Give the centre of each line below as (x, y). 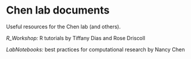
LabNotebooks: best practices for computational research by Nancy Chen (95, 49)
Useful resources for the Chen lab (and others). (63, 27)
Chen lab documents (58, 10)
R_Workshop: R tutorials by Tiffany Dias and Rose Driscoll (76, 38)
